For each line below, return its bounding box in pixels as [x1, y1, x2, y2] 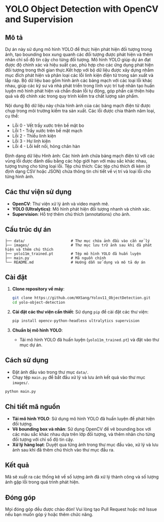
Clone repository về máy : [12, 286, 65, 292]
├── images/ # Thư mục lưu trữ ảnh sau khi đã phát [5, 242, 152, 248]
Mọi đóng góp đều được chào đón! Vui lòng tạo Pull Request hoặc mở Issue [5, 506, 157, 512]
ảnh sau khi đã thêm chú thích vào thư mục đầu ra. [12, 447, 115, 452]
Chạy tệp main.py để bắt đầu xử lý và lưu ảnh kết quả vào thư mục [12, 374, 145, 380]
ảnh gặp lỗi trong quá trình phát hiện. [5, 479, 80, 485]
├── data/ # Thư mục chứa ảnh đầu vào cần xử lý [5, 238, 150, 243]
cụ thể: [5, 113, 20, 119]
